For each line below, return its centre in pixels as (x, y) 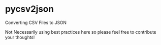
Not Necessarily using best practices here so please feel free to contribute (81, 32)
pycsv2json (30, 9)
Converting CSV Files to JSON (36, 22)
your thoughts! (20, 37)
